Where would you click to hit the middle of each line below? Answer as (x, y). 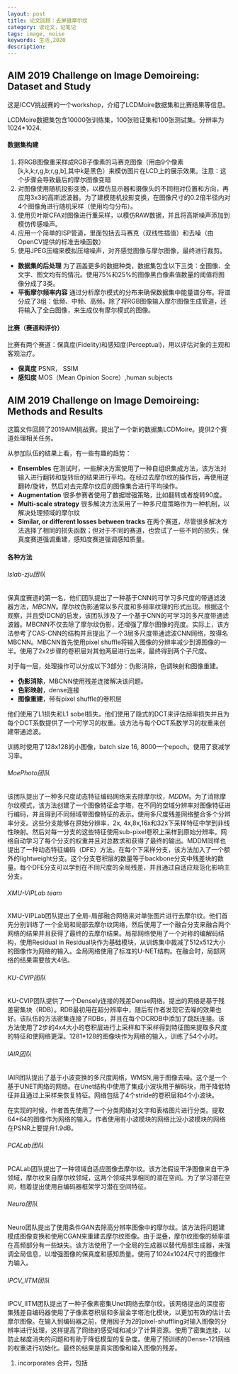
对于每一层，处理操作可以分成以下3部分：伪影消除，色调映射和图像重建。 (115, 666)
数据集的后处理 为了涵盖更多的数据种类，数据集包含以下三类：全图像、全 (124, 266)
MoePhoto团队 (29, 773)
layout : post (27, 14)
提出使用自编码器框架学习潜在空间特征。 (91, 1186)
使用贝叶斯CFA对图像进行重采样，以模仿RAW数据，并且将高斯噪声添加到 (124, 215)
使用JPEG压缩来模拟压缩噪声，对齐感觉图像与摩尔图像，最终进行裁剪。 (122, 251)
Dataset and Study (49, 87)
